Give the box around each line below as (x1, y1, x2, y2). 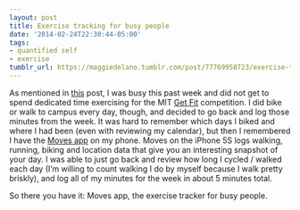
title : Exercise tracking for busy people (9, 21, 170, 30)
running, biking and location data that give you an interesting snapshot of (9, 144, 279, 155)
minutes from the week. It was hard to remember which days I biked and (9, 115, 275, 126)
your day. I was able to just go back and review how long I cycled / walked (9, 154, 283, 164)
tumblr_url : (9, 63, 54, 72)
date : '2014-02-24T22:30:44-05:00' (9, 29, 142, 38)
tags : (9, 38, 29, 47)
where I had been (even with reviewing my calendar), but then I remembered (9, 125, 291, 136)
